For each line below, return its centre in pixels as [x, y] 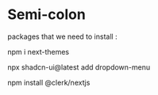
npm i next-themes [38, 51]
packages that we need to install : [62, 36]
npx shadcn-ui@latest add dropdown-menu [79, 67]
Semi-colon [47, 15]
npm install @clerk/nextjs [49, 82]
